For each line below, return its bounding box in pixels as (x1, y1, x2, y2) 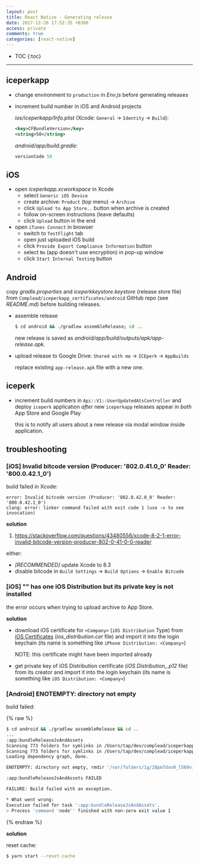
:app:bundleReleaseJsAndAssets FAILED (6, 775, 102, 781)
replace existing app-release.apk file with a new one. (14, 364, 144, 371)
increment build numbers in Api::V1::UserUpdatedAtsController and (14, 396, 182, 404)
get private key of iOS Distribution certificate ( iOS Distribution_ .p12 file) (14, 662, 188, 669)
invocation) (6, 510, 36, 516)
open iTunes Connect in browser (14, 223, 94, 231)
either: (6, 550, 22, 557)
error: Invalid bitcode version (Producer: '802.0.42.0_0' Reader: (6, 494, 176, 501)
